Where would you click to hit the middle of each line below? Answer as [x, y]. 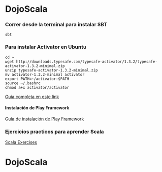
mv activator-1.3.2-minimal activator [45, 74]
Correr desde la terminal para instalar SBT [56, 25]
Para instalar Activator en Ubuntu [46, 47]
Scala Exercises [21, 142]
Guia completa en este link [32, 97]
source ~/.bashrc [23, 83]
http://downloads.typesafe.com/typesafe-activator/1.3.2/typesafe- [87, 62]
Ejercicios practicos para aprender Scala [55, 132]
